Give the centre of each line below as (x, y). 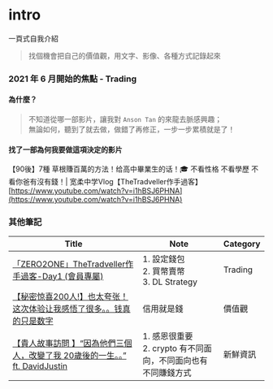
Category (242, 244)
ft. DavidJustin (40, 365)
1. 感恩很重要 (168, 336)
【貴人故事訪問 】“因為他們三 (68, 343)
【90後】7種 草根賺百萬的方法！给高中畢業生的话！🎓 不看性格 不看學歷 (129, 169)
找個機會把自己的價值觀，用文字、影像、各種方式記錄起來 (124, 55)
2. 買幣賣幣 (164, 271)
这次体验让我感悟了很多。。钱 (68, 309)
